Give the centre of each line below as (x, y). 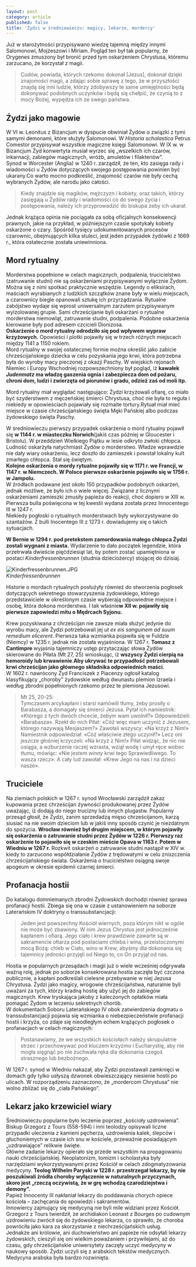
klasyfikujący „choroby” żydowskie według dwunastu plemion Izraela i (91, 679)
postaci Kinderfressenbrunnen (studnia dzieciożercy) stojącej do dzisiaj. (93, 558)
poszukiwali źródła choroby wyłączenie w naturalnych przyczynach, (91, 1177)
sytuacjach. (20, 528)
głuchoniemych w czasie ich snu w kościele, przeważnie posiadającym (92, 1139)
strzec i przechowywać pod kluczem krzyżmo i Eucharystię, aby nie (102, 1045)
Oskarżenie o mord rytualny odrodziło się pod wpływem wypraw (86, 331)
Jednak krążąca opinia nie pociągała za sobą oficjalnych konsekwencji (91, 217)
